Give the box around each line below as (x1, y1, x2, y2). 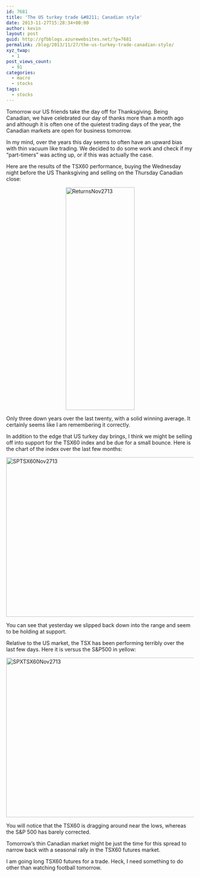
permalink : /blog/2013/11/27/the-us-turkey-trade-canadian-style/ (6, 42, 174, 48)
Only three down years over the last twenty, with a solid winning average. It (6, 415, 190, 422)
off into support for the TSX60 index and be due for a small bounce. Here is (6, 438, 192, 446)
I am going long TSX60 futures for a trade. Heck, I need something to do (6, 857, 183, 865)
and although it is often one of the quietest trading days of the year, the (6, 120, 181, 128)
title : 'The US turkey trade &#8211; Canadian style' (6, 14, 143, 20)
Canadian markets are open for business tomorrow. (6, 127, 132, 134)
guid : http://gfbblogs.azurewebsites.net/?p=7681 (6, 36, 132, 42)
